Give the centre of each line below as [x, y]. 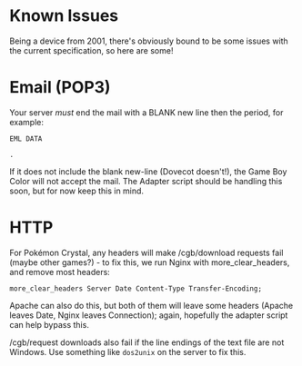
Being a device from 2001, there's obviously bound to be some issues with [149, 41]
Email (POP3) [60, 88]
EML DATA [26, 138]
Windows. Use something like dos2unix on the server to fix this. [128, 351]
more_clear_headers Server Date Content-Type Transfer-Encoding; [136, 288]
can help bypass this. [49, 324]
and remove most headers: [60, 272]
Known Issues [64, 16]
